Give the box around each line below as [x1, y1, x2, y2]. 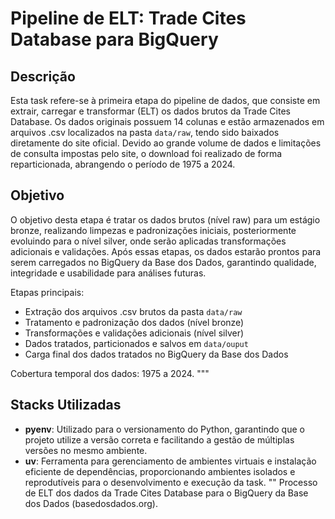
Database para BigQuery [10, 28, 219, 51]
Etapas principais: [10, 286, 85, 298]
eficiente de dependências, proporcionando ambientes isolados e [24, 465, 296, 477]
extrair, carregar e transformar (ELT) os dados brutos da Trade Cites [10, 105, 291, 117]
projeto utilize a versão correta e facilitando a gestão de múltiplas [24, 433, 295, 446]
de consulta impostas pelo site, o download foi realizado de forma [10, 148, 283, 159]
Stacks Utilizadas [10, 397, 122, 414]
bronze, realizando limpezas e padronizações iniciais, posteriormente [10, 224, 297, 236]
